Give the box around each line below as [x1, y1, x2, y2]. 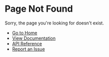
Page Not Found [5, 3, 73, 15]
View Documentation [12, 35, 56, 41]
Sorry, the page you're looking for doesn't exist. [5, 20, 104, 26]
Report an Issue [12, 46, 45, 52]
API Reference [12, 40, 42, 46]
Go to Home [12, 30, 37, 36]
